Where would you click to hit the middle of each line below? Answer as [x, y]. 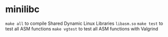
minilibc [22, 9]
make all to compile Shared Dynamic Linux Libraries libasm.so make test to [84, 23]
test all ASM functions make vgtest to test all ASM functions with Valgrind [82, 28]
